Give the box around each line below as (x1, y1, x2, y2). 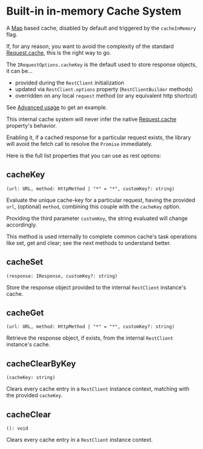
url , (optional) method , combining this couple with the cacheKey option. (6, 202, 181, 210)
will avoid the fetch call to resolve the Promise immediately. (6, 140, 153, 147)
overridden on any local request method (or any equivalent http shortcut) (15, 92, 198, 99)
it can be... (6, 67, 33, 74)
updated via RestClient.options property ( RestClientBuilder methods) (15, 85, 193, 92)
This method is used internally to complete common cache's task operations (6, 233, 198, 240)
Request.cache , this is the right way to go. (6, 49, 111, 56)
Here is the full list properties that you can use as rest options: (6, 152, 162, 159)
